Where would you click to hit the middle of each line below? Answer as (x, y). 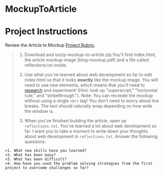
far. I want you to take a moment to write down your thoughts (86, 131)
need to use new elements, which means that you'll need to (84, 85)
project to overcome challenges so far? (47, 168)
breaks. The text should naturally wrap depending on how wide (88, 106)
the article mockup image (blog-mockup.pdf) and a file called (86, 60)
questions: (35, 142)
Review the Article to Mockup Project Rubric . (50, 45)
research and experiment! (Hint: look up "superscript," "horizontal (91, 90)
